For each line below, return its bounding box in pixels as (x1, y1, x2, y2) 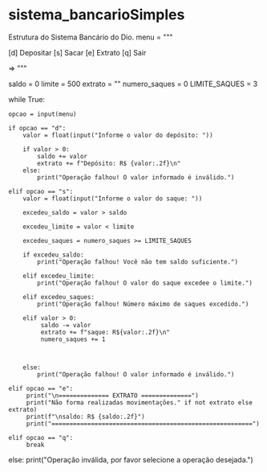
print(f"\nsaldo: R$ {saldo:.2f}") (26, 412, 146, 421)
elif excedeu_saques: (22, 293, 95, 301)
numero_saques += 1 (40, 335, 106, 343)
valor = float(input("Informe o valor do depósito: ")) (22, 131, 214, 139)
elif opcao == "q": (8, 433, 74, 441)
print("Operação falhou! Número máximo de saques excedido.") (37, 300, 249, 308)
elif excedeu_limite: (22, 272, 95, 280)
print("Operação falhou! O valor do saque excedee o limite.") (37, 279, 253, 287)
